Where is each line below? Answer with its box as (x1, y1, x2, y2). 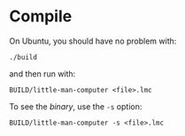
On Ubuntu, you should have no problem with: (9, 36, 177, 46)
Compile (9, 6, 73, 27)
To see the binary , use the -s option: (9, 100, 143, 112)
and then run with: (9, 68, 76, 79)
